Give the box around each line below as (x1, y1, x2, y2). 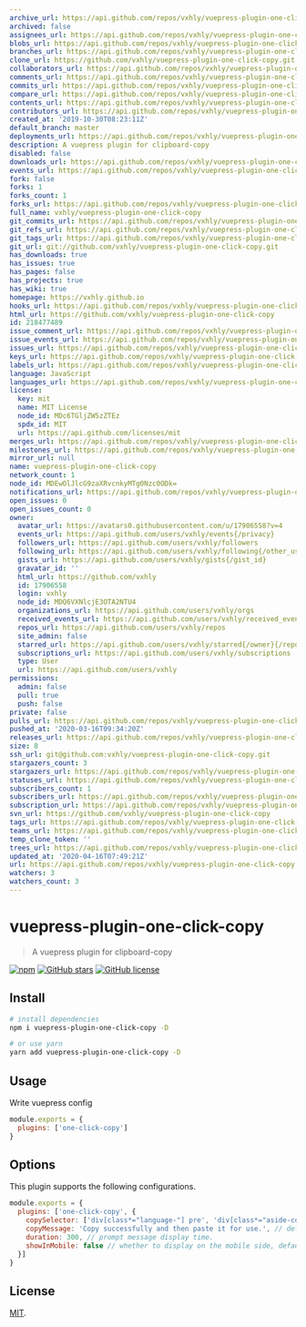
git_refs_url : (9, 225, 64, 234)
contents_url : (9, 97, 64, 107)
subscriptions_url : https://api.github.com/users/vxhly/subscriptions (17, 648, 291, 658)
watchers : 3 (9, 869, 55, 878)
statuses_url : (9, 775, 64, 784)
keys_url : (9, 352, 47, 361)
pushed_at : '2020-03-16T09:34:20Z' (9, 725, 145, 734)
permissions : (9, 674, 59, 683)
